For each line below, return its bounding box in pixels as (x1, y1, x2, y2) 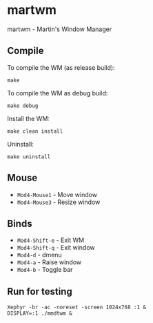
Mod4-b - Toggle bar (17, 266, 73, 274)
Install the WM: (7, 114, 50, 122)
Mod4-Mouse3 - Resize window (17, 198, 101, 206)
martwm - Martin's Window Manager (7, 25, 112, 33)
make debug (7, 102, 39, 109)
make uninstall (7, 153, 51, 160)
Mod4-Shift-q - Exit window (17, 243, 95, 252)
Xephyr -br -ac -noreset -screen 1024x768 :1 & (7, 304, 147, 311)
